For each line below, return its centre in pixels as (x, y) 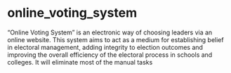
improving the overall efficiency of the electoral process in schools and (110, 55)
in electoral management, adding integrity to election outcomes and (105, 47)
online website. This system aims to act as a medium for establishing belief (115, 39)
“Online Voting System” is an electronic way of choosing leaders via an (110, 32)
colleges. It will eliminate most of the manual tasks (80, 62)
